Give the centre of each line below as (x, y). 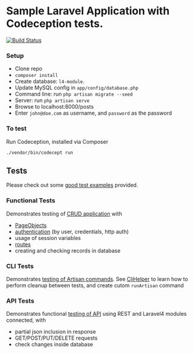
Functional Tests (31, 201)
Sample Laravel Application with (88, 11)
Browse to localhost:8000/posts (54, 107)
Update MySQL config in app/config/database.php (76, 88)
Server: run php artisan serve (52, 100)
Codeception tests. (55, 24)
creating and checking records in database (67, 250)
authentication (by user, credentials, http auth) (72, 232)
